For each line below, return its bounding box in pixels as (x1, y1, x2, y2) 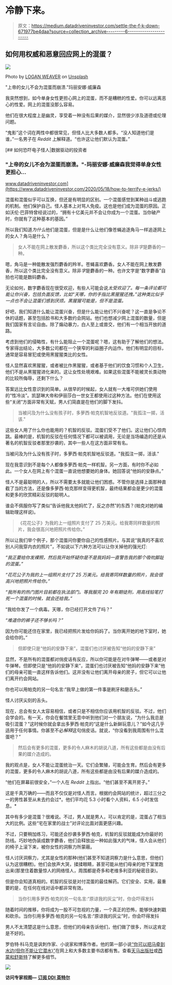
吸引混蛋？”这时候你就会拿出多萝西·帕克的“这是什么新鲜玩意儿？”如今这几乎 (5, 721, 165, 727)
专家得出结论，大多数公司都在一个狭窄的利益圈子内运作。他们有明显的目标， (5, 345, 166, 351)
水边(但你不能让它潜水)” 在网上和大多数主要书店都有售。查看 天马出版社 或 (5, 948, 158, 954)
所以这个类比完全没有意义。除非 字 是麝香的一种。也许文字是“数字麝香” (14, 267, 162, 274)
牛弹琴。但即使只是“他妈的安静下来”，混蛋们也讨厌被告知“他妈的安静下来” (5, 663, 161, 669)
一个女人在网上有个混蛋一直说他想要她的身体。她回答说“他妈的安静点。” (14, 468, 164, 474)
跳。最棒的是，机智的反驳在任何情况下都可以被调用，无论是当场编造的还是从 (5, 433, 166, 439)
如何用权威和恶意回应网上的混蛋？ (5, 50, 113, 59)
